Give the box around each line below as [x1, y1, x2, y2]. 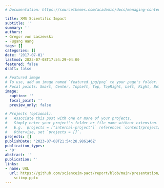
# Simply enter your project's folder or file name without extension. [5, 121, 159, 126]
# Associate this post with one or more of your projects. [5, 116, 132, 121]
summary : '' [5, 25, 29, 30]
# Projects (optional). [5, 111, 54, 116]
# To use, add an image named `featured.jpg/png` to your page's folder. [5, 80, 159, 85]
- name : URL [5, 166, 29, 171]
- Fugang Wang [5, 39, 34, 44]
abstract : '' [5, 153, 32, 158]
